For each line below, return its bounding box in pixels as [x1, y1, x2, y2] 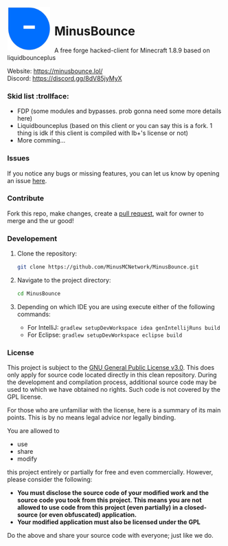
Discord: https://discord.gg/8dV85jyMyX [7, 74, 122, 82]
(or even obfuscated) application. [38, 511, 137, 519]
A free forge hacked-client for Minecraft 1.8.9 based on [54, 46, 211, 54]
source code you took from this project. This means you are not [16, 496, 202, 505]
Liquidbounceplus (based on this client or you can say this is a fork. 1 [16, 122, 213, 130]
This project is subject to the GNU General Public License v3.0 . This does [7, 364, 215, 372]
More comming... [16, 136, 66, 145]
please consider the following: [7, 475, 93, 484]
